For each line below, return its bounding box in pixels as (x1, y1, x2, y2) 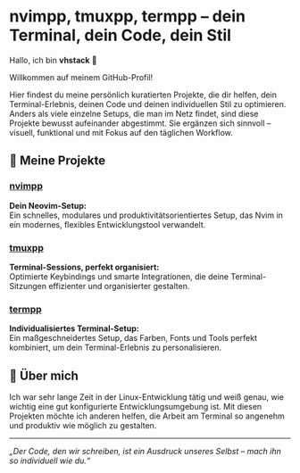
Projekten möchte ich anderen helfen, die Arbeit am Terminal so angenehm (9, 411, 285, 421)
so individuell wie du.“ (9, 455, 91, 466)
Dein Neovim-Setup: (9, 200, 87, 211)
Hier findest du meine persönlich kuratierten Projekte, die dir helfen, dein (9, 89, 278, 100)
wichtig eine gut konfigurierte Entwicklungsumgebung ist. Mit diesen (9, 402, 262, 412)
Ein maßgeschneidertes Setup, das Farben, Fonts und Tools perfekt (9, 333, 257, 344)
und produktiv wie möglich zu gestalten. (9, 420, 157, 431)
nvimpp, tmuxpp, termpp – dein (9, 6, 246, 27)
